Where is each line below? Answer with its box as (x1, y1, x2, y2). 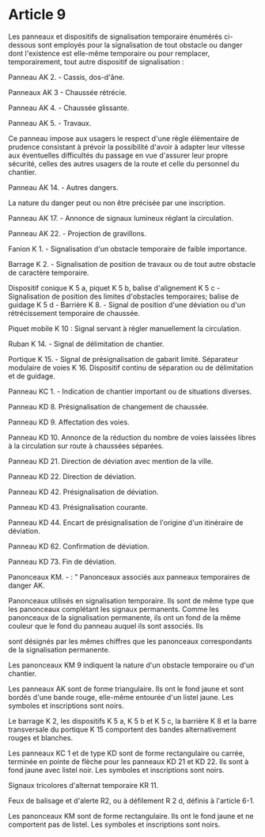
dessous (8, 40, 36, 49)
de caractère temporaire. (8, 268, 89, 277)
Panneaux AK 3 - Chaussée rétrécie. (8, 87, 127, 97)
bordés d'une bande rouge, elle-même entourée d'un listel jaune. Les (8, 692, 234, 702)
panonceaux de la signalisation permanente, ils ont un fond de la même (8, 612, 241, 622)
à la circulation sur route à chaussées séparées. (8, 441, 165, 451)
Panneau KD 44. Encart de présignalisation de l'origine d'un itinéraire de (8, 517, 244, 527)
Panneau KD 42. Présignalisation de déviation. (8, 487, 159, 496)
